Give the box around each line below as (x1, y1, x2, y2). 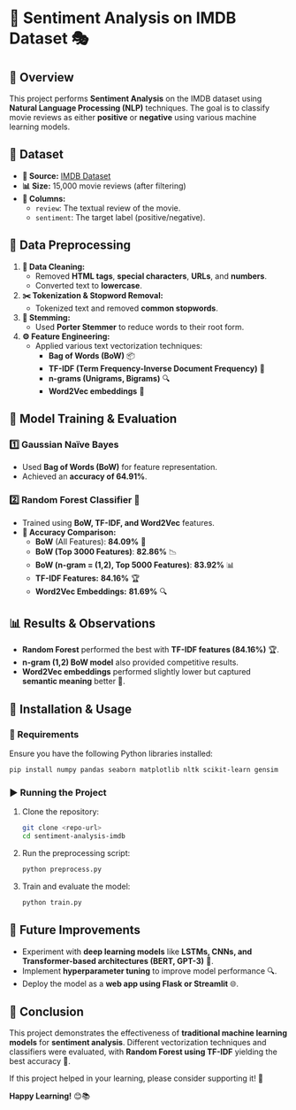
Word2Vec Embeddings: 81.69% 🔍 (34, 586, 168, 597)
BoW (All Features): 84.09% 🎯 (34, 536, 147, 547)
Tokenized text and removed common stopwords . (34, 303, 218, 313)
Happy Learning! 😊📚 (9, 1091, 91, 1101)
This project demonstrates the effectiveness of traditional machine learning (9, 1028, 288, 1038)
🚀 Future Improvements (9, 922, 141, 937)
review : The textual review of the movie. (34, 203, 181, 213)
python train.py (21, 898, 82, 906)
